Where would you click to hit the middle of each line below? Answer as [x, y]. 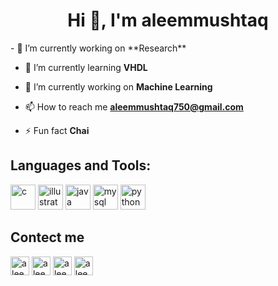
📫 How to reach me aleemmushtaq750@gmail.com [134, 106]
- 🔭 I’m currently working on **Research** [98, 48]
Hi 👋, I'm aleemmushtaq [168, 20]
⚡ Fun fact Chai [57, 130]
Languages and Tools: [81, 165]
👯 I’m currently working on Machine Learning [118, 86]
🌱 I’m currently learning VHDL [86, 67]
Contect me [47, 237]
